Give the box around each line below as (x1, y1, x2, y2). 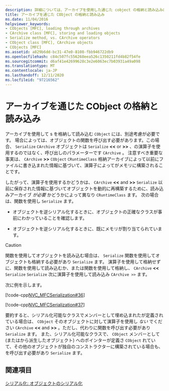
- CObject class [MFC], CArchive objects (5, 40, 94, 45)
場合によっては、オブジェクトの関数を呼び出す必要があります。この (15, 137, 155, 143)
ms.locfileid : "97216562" (5, 77, 59, 82)
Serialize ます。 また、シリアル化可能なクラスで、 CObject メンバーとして (5, 331, 160, 337)
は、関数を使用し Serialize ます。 (5, 198, 76, 204)
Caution (5, 242, 22, 248)
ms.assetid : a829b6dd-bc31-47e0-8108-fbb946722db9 (5, 49, 114, 54)
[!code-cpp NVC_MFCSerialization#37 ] (5, 302, 85, 308)
